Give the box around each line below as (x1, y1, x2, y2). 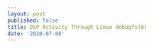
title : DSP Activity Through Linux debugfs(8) (7, 23, 148, 30)
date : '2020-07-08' (7, 30, 65, 37)
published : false (7, 17, 59, 24)
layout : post (7, 10, 46, 18)
